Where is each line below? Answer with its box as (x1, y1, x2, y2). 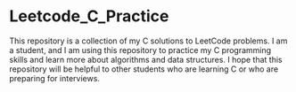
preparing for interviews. (9, 73, 101, 83)
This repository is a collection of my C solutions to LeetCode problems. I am (9, 35, 288, 46)
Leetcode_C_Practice (9, 6, 169, 27)
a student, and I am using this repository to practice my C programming (9, 44, 272, 55)
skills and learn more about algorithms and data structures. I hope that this (9, 54, 283, 65)
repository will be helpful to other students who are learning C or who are (9, 64, 279, 74)
